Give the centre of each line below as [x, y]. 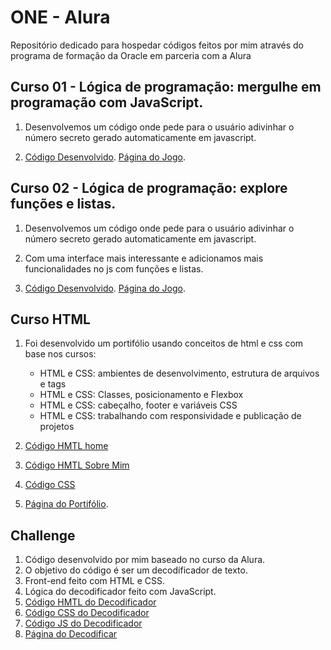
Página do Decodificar [71, 634]
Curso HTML [50, 319]
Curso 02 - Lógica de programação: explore [149, 188]
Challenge [43, 535]
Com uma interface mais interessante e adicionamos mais [144, 258]
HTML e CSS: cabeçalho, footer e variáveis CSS [138, 405]
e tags [53, 384]
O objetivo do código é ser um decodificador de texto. [136, 570]
